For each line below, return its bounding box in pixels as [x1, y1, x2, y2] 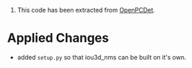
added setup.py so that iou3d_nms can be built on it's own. [17, 53, 186, 61]
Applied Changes [7, 31, 110, 46]
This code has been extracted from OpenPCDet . [17, 6, 155, 14]
